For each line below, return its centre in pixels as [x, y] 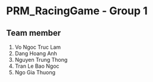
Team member [34, 33]
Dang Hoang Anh [36, 53]
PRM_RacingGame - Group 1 [77, 11]
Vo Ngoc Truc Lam [38, 47]
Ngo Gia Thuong [35, 72]
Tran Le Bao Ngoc [37, 66]
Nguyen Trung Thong [41, 60]
